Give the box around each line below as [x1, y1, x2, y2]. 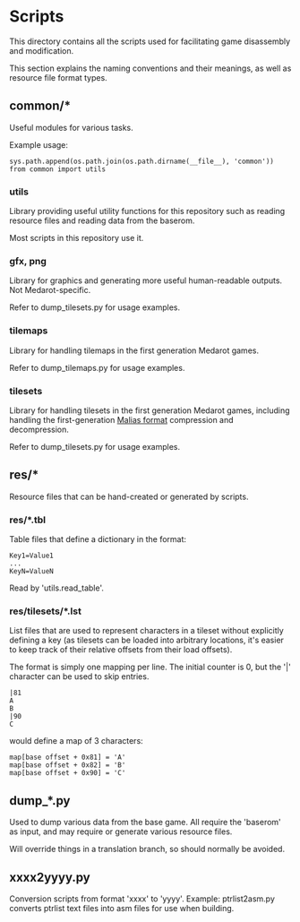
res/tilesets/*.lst [9, 605, 82, 617]
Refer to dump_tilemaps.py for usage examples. [9, 362, 185, 373]
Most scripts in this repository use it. [9, 233, 144, 244]
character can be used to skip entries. [9, 671, 150, 682]
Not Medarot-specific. [9, 285, 91, 296]
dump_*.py [9, 793, 71, 808]
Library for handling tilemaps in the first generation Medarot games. [9, 345, 260, 356]
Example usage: [9, 139, 69, 150]
